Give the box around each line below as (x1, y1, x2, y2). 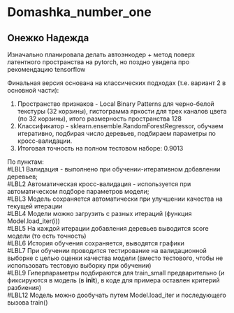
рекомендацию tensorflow (7, 66, 86, 73)
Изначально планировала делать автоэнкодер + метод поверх (7, 50, 196, 59)
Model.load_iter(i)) (7, 217, 61, 225)
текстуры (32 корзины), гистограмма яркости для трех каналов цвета (17, 107, 227, 115)
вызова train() (7, 298, 48, 307)
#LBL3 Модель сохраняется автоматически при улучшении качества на (7, 194, 224, 203)
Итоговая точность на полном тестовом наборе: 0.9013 (17, 144, 184, 152)
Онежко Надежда (7, 32, 89, 44)
